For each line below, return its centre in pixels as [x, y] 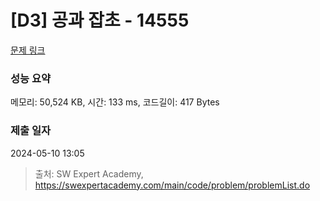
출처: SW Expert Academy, [89, 173]
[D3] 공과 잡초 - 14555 [100, 20]
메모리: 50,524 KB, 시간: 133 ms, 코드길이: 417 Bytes [115, 102]
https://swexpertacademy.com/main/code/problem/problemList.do [172, 185]
